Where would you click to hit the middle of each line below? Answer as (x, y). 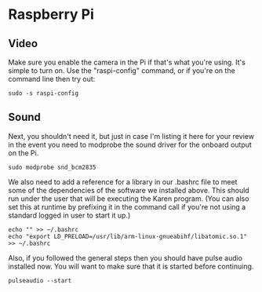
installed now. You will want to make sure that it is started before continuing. (131, 266)
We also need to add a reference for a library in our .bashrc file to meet (123, 181)
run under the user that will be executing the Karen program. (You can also (129, 199)
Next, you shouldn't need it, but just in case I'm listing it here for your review (131, 136)
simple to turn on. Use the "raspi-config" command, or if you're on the (122, 71)
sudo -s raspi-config (44, 93)
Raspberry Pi (51, 15)
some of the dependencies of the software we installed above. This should (129, 190)
